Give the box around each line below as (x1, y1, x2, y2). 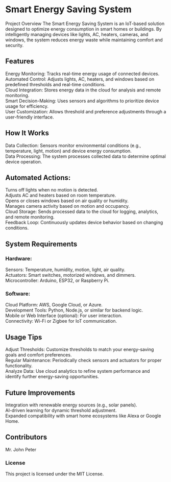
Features (5, 57, 34, 66)
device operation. (5, 158, 42, 164)
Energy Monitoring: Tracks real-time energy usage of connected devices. (5, 70, 160, 77)
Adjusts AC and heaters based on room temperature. (5, 192, 116, 199)
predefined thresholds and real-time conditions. (5, 81, 106, 87)
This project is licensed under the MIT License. (5, 471, 104, 477)
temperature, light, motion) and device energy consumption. (5, 148, 132, 154)
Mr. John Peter (5, 446, 37, 452)
